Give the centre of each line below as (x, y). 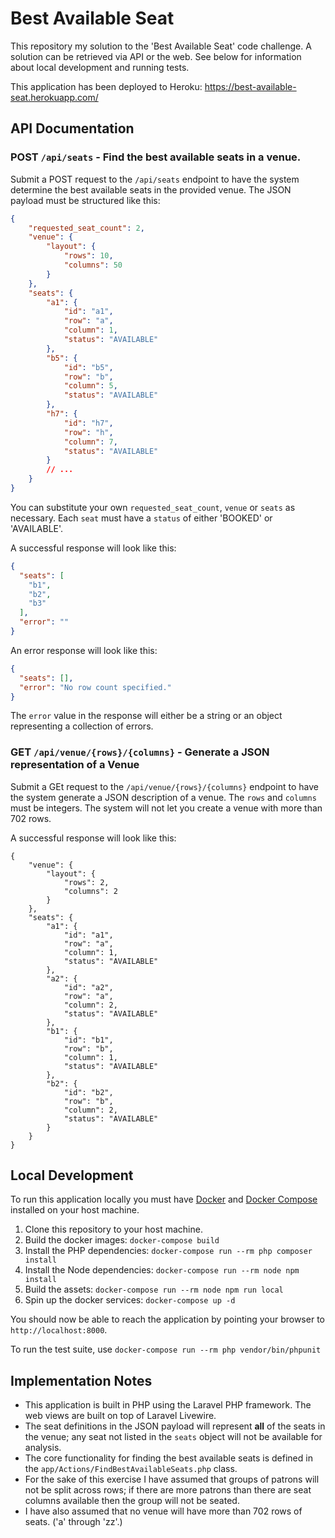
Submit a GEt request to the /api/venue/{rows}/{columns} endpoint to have (164, 786)
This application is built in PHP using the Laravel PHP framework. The (168, 1405)
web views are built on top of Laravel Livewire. (120, 1416)
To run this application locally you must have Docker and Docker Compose (164, 1199)
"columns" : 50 (93, 265)
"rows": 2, (86, 882)
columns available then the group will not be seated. (132, 1501)
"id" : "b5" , (88, 367)
